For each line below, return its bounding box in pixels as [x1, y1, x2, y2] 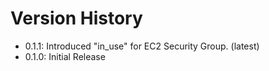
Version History [10, 7, 143, 30]
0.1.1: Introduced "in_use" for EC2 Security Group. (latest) [24, 40, 260, 52]
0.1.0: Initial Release [24, 50, 106, 62]
